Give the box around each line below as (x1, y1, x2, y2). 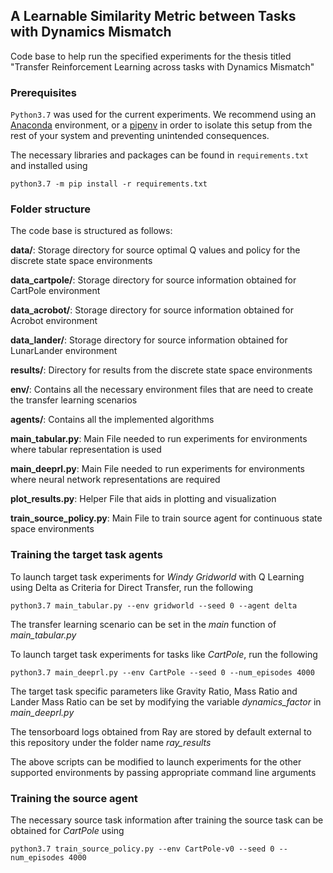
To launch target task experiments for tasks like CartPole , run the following (10, 648, 318, 660)
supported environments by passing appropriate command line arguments (10, 766, 317, 778)
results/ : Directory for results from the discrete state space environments (10, 364, 313, 376)
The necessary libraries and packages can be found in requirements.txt (10, 149, 309, 161)
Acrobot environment (10, 315, 98, 327)
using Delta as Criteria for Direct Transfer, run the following (10, 581, 254, 593)
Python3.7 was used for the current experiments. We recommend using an (10, 109, 317, 121)
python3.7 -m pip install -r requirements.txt (10, 179, 208, 189)
